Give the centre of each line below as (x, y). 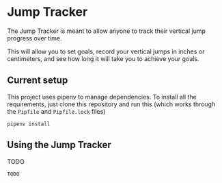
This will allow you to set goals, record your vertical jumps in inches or (106, 51)
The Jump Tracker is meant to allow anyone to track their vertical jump (107, 31)
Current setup (38, 81)
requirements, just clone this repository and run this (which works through (111, 104)
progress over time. (35, 38)
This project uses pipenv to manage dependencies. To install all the (102, 97)
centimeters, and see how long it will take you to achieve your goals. (103, 58)
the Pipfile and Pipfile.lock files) (56, 111)
